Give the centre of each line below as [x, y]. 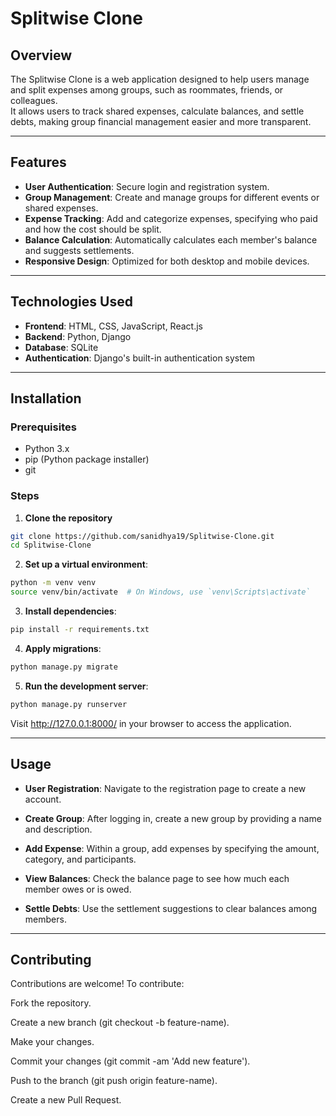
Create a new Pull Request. [66, 1100]
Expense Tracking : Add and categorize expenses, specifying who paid [171, 218]
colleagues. [34, 100]
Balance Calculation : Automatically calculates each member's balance [171, 239]
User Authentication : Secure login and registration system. [147, 186]
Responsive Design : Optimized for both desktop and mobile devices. [167, 261]
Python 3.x [47, 449]
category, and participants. [80, 859]
